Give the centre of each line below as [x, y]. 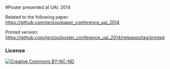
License [15, 50]
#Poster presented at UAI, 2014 [38, 7]
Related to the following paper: [37, 17]
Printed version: [22, 32]
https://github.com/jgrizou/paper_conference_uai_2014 [62, 22]
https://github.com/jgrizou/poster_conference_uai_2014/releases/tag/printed [85, 38]
